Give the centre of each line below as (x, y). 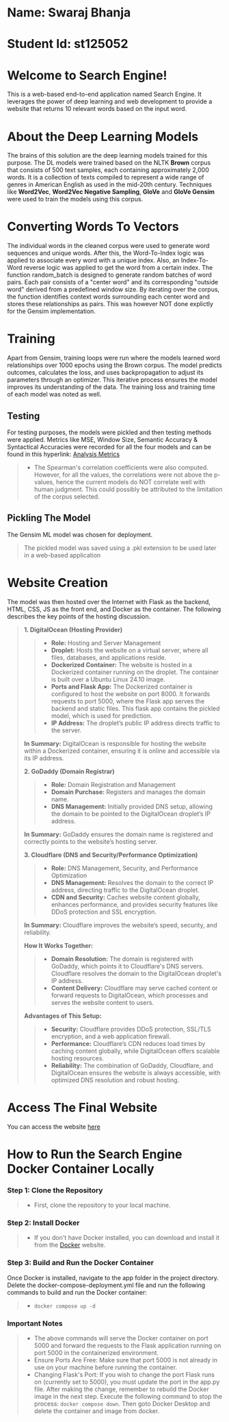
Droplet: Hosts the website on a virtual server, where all (130, 650)
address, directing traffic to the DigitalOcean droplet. (125, 890)
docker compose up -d (65, 1306)
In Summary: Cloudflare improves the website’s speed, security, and (120, 925)
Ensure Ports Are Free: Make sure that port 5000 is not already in (125, 1360)
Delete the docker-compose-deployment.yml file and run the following (106, 1285)
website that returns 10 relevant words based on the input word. (97, 109)
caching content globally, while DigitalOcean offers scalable (135, 1051)
